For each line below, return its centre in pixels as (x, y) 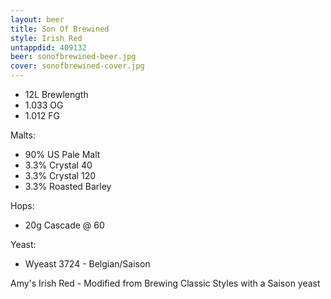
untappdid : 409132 (48, 47)
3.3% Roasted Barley (68, 186)
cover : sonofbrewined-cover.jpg (77, 66)
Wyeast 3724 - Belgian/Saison (87, 264)
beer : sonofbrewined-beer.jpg (73, 57)
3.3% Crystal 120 (60, 175)
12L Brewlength (56, 94)
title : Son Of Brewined (60, 29)
